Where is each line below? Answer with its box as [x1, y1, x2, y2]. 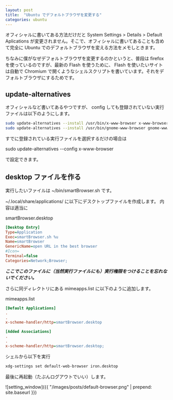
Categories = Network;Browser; [5, 258, 68, 263]
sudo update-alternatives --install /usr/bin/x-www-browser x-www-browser [5, 121, 169, 126]
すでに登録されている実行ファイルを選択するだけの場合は [5, 135, 127, 142]
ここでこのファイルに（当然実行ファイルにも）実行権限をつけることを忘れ [5, 268, 163, 274]
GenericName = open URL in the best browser [5, 244, 98, 249]
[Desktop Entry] [5, 225, 40, 230]
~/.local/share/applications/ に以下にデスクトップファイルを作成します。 [5, 198, 159, 204]
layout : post [5, 7, 33, 13]
